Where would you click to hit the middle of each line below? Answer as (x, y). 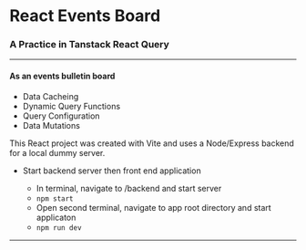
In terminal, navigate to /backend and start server (129, 188)
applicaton (56, 217)
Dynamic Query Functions (71, 106)
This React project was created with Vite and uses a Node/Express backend (152, 143)
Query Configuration (61, 116)
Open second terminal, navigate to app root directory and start (153, 207)
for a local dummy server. (57, 152)
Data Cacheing (51, 96)
